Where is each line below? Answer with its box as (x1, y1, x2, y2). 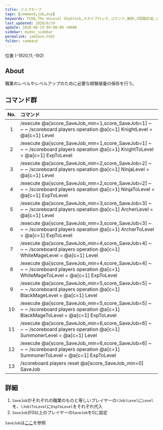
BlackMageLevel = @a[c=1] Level (20, 292, 98, 299)
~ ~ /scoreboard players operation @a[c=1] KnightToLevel (20, 146, 154, 153)
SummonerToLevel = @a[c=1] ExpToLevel (20, 352, 116, 359)
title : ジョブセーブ (5, 7, 42, 12)
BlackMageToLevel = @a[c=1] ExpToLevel (20, 312, 117, 319)
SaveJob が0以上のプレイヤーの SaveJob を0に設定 (12, 410, 108, 415)
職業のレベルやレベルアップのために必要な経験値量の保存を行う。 (5, 80, 137, 86)
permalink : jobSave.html (5, 34, 55, 39)
